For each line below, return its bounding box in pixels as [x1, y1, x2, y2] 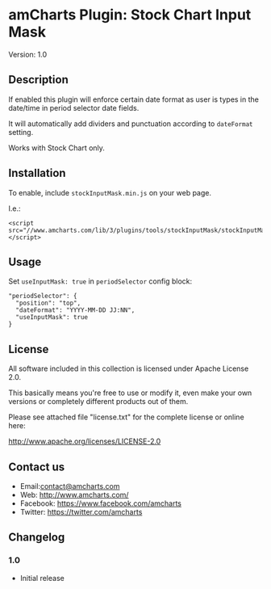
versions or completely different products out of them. [8, 397, 189, 406]
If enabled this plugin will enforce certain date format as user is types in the [8, 95, 260, 104]
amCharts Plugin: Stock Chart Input [8, 6, 252, 24]
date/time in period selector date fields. [8, 103, 140, 112]
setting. [8, 127, 34, 137]
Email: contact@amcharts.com [19, 482, 120, 490]
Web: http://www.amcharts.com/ [19, 490, 129, 499]
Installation [8, 166, 66, 180]
